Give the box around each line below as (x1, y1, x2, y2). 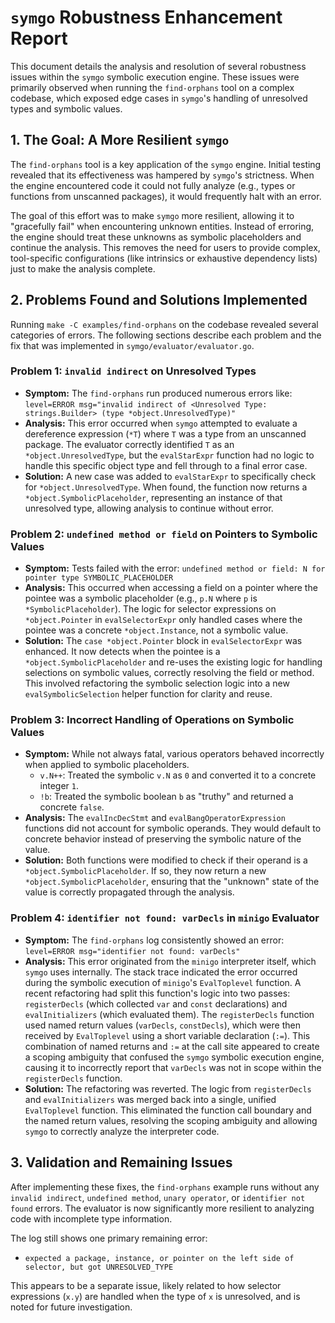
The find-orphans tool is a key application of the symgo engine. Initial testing (10, 158, 322, 170)
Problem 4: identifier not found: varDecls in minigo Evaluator (10, 911, 320, 925)
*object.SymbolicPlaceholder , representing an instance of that (24, 491, 283, 503)
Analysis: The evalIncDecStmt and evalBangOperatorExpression (24, 812, 286, 824)
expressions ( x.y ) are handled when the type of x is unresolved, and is (10, 1290, 301, 1302)
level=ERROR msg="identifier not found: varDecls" (24, 946, 241, 956)
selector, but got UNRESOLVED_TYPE (24, 1262, 174, 1272)
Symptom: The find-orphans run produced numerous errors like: (24, 387, 293, 399)
